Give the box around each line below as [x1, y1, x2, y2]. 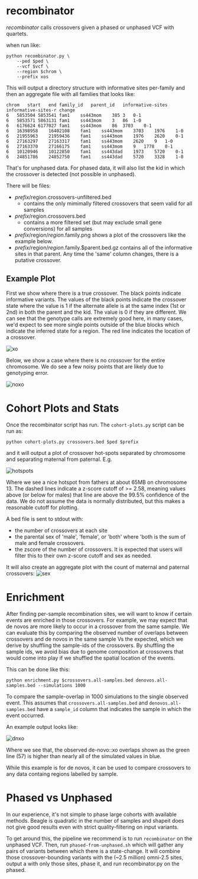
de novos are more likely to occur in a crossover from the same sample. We [6, 623, 190, 630]
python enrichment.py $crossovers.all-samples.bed [6, 677, 134, 683]
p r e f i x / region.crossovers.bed [14, 212, 86, 219]
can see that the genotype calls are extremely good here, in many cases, [6, 314, 184, 321]
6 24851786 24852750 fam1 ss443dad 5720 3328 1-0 [6, 154, 184, 160]
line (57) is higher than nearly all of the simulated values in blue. [6, 752, 161, 760]
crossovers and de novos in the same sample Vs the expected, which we [6, 635, 183, 642]
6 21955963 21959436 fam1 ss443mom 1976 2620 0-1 [6, 133, 184, 139]
